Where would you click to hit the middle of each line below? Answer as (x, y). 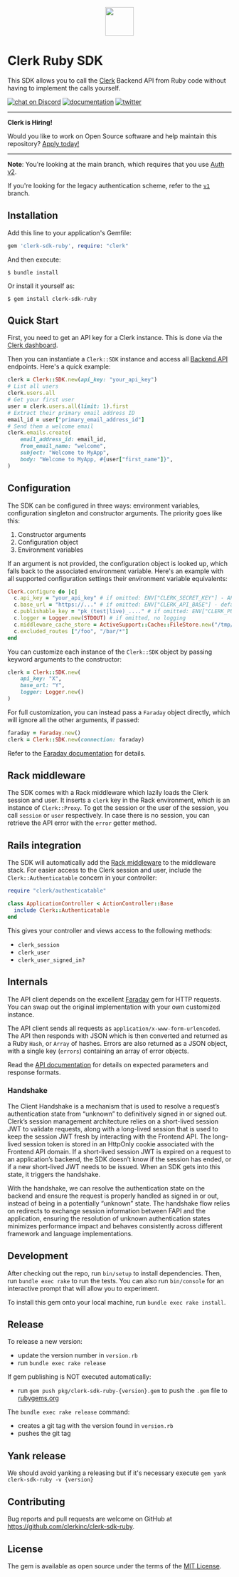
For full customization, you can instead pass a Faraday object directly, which (119, 712)
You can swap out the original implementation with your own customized (114, 1007)
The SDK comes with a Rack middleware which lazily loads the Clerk (108, 793)
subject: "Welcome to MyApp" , (65, 453)
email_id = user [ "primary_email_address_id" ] (76, 420)
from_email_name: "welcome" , (63, 446)
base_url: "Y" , (43, 685)
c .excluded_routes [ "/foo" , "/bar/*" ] (71, 631)
